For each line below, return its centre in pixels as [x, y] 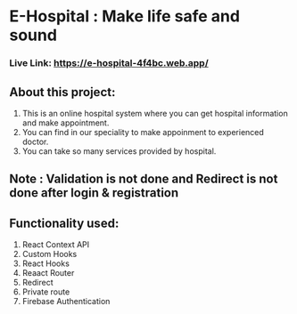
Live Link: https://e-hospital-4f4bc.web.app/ [109, 63]
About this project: [62, 92]
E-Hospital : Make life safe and [125, 16]
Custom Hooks [49, 254]
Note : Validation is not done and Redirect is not [144, 179]
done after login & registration [94, 193]
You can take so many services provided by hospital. [119, 151]
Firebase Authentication [66, 302]
